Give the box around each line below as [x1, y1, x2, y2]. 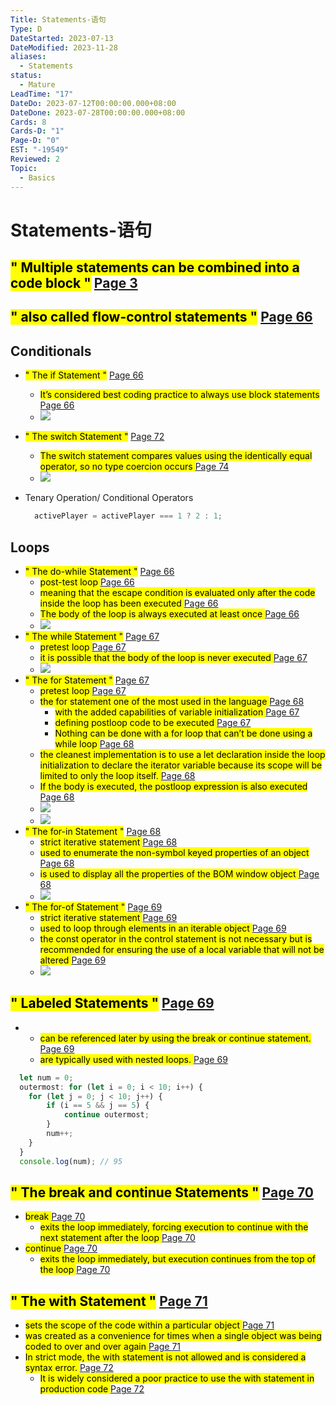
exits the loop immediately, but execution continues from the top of [39, 1253, 317, 1265]
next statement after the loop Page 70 [39, 1232, 196, 1244]
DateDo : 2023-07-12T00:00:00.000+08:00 [10, 98, 177, 108]
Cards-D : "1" [10, 126, 65, 136]
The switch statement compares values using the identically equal [39, 450, 313, 462]
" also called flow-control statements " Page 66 [10, 309, 313, 326]
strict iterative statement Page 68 [39, 836, 178, 848]
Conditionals [10, 342, 92, 360]
